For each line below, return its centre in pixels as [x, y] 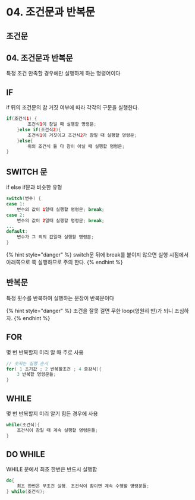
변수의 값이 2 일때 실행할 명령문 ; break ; [61, 220]
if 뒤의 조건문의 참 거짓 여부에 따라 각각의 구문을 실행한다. [73, 107]
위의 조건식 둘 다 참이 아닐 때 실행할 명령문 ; [76, 146]
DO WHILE [26, 454]
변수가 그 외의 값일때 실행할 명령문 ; [55, 237]
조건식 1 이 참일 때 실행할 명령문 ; [62, 124]
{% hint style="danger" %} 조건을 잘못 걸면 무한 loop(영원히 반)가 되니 [90, 311]
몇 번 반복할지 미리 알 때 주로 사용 [45, 352]
